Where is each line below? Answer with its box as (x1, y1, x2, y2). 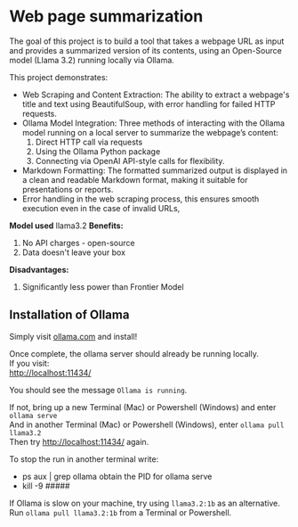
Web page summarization (9, 6, 204, 27)
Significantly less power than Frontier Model (21, 281, 184, 292)
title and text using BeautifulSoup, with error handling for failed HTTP (21, 98, 276, 109)
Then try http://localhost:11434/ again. (9, 436, 149, 447)
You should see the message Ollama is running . (9, 384, 188, 395)
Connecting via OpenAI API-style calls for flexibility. (35, 155, 225, 166)
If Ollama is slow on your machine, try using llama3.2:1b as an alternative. (9, 498, 280, 508)
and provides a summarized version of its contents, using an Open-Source (9, 45, 282, 55)
